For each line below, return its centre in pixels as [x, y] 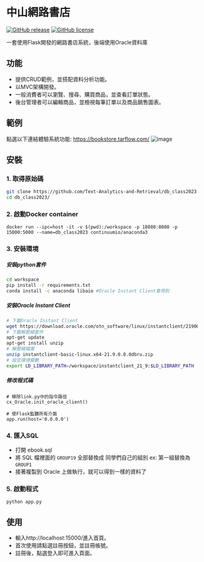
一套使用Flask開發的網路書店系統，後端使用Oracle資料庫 [77, 42]
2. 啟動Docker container [42, 214]
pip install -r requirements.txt [49, 286]
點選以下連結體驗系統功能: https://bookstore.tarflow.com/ [78, 139]
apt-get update [25, 338]
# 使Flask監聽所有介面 [32, 414]
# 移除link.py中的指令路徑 [37, 396]
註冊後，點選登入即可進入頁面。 [55, 553]
